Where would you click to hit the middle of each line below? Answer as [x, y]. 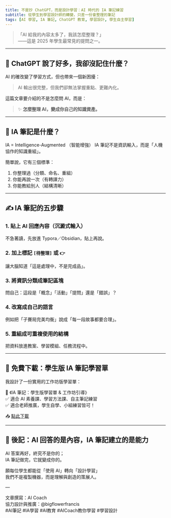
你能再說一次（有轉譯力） [39, 179]
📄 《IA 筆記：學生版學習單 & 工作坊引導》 [47, 392]
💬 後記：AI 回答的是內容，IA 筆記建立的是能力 [77, 440]
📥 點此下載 [17, 416]
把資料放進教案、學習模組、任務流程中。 [48, 346]
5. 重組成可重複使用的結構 [37, 334]
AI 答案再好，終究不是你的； [35, 453]
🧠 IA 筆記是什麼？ [33, 131]
